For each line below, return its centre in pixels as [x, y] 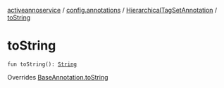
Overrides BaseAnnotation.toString [58, 77]
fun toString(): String [42, 64]
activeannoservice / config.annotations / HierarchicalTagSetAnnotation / [112, 10]
